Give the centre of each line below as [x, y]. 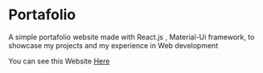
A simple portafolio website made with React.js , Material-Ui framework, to [131, 37]
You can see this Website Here [59, 61]
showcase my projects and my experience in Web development [113, 45]
